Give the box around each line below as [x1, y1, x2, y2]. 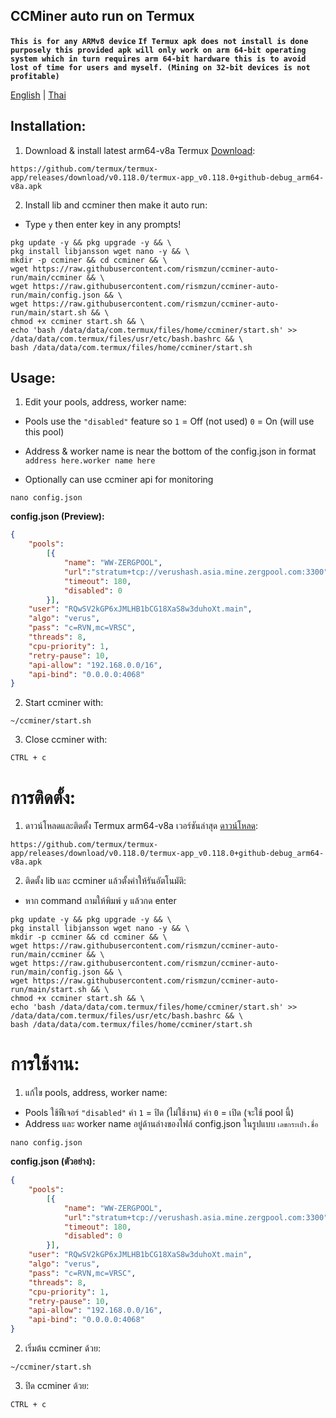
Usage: [10, 370, 57, 387]
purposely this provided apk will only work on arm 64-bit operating [10, 45, 307, 55]
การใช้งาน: [10, 1053, 80, 1076]
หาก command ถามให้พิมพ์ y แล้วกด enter [24, 895, 177, 907]
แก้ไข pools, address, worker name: [24, 1087, 168, 1099]
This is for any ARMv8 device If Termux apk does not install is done [10, 36, 309, 46]
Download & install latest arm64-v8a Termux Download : [24, 144, 256, 156]
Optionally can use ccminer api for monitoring [24, 474, 214, 486]
